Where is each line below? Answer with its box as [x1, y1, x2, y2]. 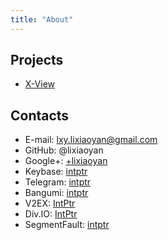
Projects [10, 52, 64, 69]
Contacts [10, 107, 70, 124]
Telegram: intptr [24, 176, 92, 188]
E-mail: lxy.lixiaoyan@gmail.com [24, 134, 158, 146]
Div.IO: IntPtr [24, 208, 78, 220]
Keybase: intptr [24, 166, 88, 178]
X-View [24, 78, 56, 90]
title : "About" [10, 14, 74, 25]
